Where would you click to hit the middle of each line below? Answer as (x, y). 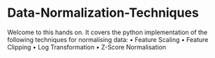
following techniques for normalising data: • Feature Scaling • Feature (108, 39)
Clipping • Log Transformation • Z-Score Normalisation (87, 47)
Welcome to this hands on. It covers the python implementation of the (107, 32)
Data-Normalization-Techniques (103, 13)
